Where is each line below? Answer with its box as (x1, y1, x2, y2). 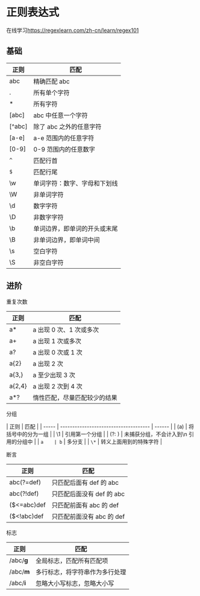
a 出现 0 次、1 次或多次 (33, 325, 99, 334)
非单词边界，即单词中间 (33, 236, 100, 244)
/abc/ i (9, 578, 26, 587)
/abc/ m (9, 567, 30, 575)
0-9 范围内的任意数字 (33, 145, 95, 153)
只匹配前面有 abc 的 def (51, 501, 119, 509)
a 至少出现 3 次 (33, 371, 75, 379)
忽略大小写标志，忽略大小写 (36, 579, 114, 588)
